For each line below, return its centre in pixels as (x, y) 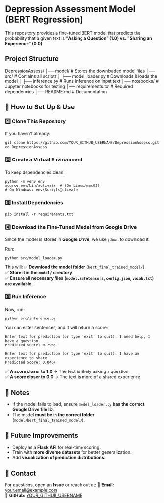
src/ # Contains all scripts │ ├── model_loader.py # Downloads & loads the (81, 76)
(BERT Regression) (44, 19)
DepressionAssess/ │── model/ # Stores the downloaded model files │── (80, 71)
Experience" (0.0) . (25, 43)
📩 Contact (21, 473)
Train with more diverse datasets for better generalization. (72, 452)
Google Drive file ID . (33, 410)
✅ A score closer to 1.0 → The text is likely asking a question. (68, 371)
